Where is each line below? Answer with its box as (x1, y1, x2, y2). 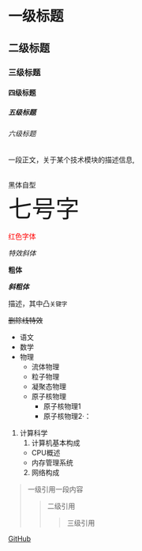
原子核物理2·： (43, 411, 92, 421)
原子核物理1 (43, 401, 81, 411)
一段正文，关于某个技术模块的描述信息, (8, 155, 136, 164)
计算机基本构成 (31, 438, 80, 447)
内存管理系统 (31, 458, 73, 467)
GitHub (8, 534, 32, 543)
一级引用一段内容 (27, 484, 84, 494)
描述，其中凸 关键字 (8, 298, 68, 308)
